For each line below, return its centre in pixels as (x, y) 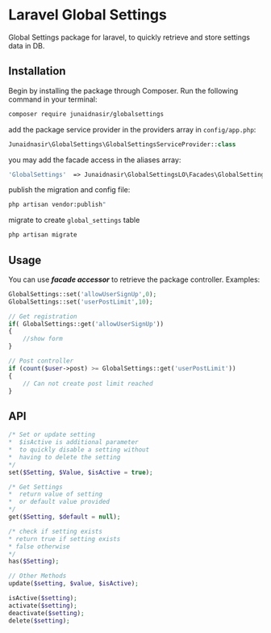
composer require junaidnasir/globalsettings (86, 114)
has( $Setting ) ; (34, 562)
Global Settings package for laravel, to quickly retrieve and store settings (129, 37)
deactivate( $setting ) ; (46, 613)
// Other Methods (38, 576)
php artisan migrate (43, 235)
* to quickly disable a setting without (79, 450)
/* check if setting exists (56, 531)
